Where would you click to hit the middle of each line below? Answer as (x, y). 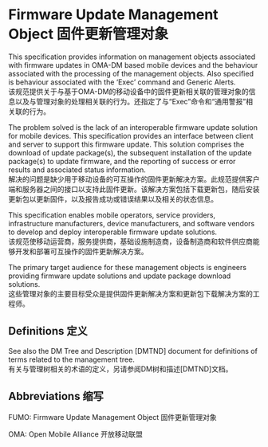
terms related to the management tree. (72, 359)
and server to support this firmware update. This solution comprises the (126, 144)
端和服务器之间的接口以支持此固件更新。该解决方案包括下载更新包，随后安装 (134, 189)
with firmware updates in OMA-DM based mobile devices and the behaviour (133, 65)
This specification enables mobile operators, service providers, (112, 215)
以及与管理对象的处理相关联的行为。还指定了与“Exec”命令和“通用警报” (130, 101)
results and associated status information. (77, 170)
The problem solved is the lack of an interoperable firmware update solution (133, 127)
